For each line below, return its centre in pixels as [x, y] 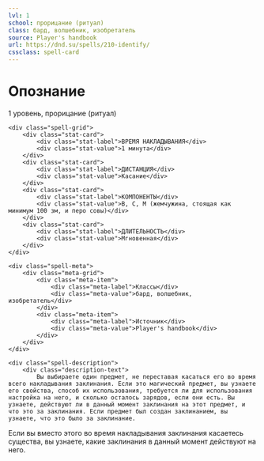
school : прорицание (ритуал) [56, 23]
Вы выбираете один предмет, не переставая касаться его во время [147, 376]
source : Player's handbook [53, 38]
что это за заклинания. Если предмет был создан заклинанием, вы [118, 411]
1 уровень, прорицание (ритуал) [62, 113]
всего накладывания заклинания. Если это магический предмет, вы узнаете [132, 384]
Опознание [47, 91]
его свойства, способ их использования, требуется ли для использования [130, 391]
